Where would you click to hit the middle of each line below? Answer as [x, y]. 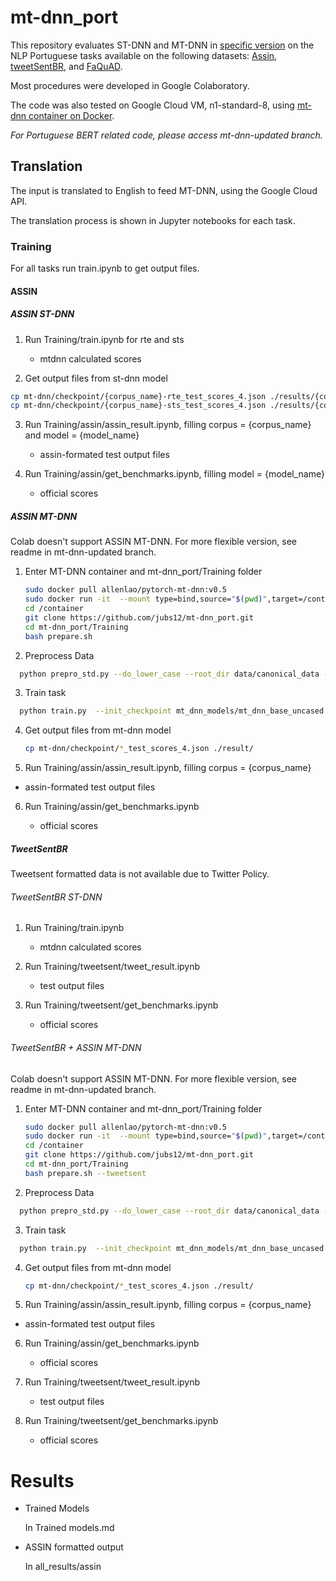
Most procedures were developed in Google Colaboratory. [130, 85]
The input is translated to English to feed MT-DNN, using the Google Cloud [164, 190]
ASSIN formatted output [74, 1547]
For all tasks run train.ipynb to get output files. [105, 268]
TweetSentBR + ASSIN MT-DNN [76, 1047]
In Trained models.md [69, 1528]
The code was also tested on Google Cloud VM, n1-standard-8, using [152, 105]
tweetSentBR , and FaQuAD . [66, 66]
